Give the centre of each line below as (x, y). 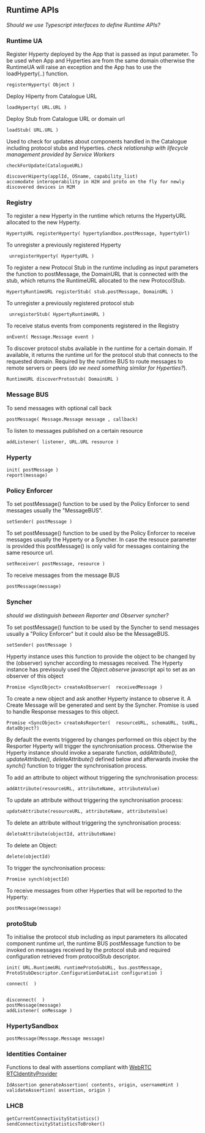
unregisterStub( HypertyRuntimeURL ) (57, 315)
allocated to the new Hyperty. (44, 223)
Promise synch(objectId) (38, 879)
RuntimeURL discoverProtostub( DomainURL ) (63, 380)
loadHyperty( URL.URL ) (37, 108)
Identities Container (37, 1054)
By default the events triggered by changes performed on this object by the (102, 739)
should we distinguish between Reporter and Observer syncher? (88, 615)
